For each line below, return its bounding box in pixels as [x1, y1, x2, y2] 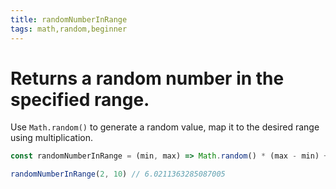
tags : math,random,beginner [10, 24, 128, 34]
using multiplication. [10, 132, 93, 144]
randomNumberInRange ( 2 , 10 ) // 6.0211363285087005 [10, 169, 226, 180]
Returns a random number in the [10, 67, 285, 90]
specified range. [10, 88, 150, 111]
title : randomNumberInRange [10, 14, 128, 25]
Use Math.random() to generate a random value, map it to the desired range [10, 121, 320, 133]
